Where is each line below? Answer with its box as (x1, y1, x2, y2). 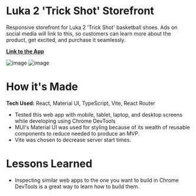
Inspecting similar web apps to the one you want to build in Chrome (14, 176, 179, 184)
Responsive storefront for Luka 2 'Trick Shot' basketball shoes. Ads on (6, 24, 178, 31)
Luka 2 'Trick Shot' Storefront (6, 4, 155, 18)
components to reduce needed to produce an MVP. (14, 130, 140, 137)
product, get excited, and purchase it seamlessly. (6, 36, 126, 43)
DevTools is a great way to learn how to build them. (14, 182, 140, 190)
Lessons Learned (6, 157, 93, 171)
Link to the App (6, 47, 44, 54)
